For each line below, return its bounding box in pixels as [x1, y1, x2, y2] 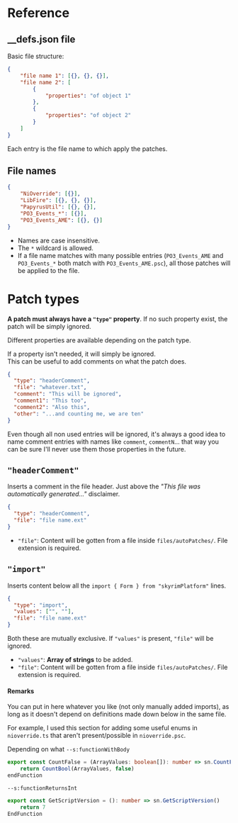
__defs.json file [7, 33, 76, 45]
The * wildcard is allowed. [17, 243, 94, 252]
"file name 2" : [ [20, 79, 72, 86]
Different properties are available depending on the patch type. [7, 335, 191, 345]
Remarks [7, 686, 35, 695]
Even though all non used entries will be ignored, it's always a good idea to [7, 430, 226, 438]
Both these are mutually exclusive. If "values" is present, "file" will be [7, 634, 214, 642]
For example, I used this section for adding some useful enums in [7, 724, 198, 732]
